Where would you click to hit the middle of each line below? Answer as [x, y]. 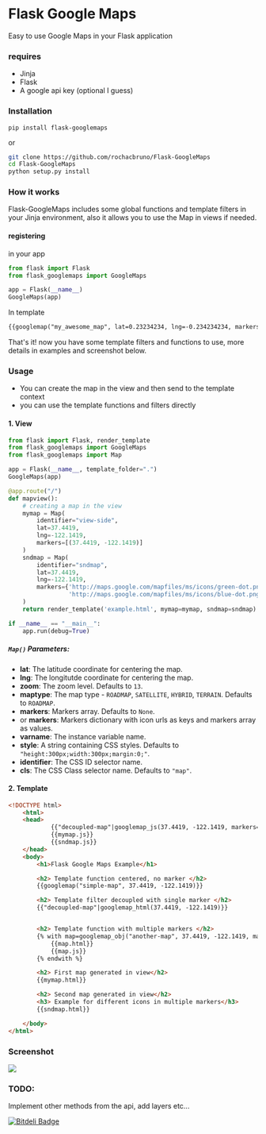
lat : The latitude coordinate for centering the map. [101, 669]
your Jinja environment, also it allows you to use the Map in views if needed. [133, 218]
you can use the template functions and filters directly [108, 405]
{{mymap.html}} [62, 980]
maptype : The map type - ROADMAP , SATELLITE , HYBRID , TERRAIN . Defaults [136, 694]
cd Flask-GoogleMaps [42, 164]
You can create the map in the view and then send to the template [127, 388]
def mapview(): [33, 498]
